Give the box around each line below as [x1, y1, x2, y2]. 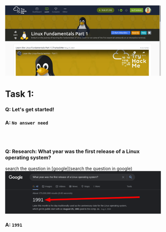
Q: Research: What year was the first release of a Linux [5, 148, 140, 155]
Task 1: [5, 88, 34, 100]
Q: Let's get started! [5, 106, 54, 113]
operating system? [5, 154, 51, 161]
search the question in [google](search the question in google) [5, 165, 132, 171]
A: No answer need [5, 119, 48, 126]
